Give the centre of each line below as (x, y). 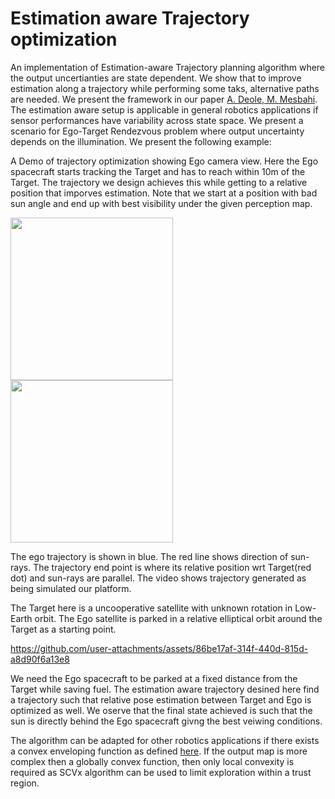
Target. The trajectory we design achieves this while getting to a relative (159, 182)
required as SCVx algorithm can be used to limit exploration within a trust (161, 772)
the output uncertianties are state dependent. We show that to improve (156, 78)
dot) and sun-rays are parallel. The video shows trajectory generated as (158, 578)
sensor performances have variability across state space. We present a (157, 120)
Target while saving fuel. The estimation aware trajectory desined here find (165, 689)
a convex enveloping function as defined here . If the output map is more (159, 751)
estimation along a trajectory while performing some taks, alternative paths (165, 88)
